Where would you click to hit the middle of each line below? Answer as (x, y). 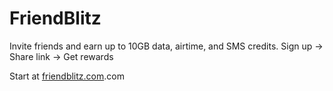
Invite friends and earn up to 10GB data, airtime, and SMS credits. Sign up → (166, 46)
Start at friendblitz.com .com (67, 76)
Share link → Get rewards (61, 56)
